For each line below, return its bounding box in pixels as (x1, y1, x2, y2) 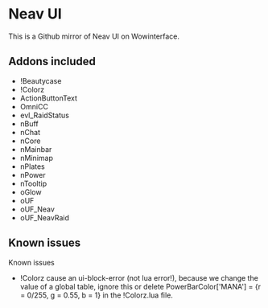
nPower (19, 170, 46, 179)
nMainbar (19, 144, 52, 154)
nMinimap (19, 153, 54, 162)
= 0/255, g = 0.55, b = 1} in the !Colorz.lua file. (19, 290, 173, 300)
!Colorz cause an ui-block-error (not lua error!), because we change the (19, 273, 259, 282)
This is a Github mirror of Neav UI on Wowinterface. (8, 31, 179, 41)
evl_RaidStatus (19, 110, 70, 120)
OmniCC (19, 101, 48, 111)
